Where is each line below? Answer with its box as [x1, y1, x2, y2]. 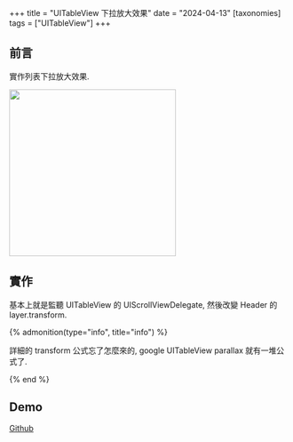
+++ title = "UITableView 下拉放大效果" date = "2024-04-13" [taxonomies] [9, 8, 281, 18]
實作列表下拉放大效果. [9, 70, 91, 82]
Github [9, 423, 34, 434]
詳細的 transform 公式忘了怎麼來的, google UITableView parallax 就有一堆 [9, 345, 277, 356]
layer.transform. [9, 309, 67, 320]
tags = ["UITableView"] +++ [9, 18, 111, 28]
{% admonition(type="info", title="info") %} [9, 326, 169, 337]
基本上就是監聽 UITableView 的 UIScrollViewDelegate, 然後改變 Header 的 [9, 299, 278, 309]
